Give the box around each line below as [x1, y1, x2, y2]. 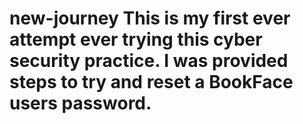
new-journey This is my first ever [9, 7, 291, 30]
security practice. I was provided [9, 50, 289, 72]
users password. [9, 92, 152, 115]
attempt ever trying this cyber [9, 28, 263, 51]
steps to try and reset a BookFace [9, 71, 294, 94]
